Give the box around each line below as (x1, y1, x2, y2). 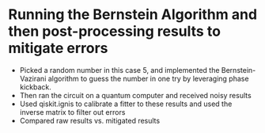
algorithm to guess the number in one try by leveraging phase (47, 74, 249, 83)
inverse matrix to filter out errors (19, 107, 126, 116)
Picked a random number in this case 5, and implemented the (19, 65, 220, 74)
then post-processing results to (8, 22, 221, 40)
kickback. (19, 82, 51, 92)
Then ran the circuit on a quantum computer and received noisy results (19, 90, 252, 100)
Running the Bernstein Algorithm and (8, 6, 258, 24)
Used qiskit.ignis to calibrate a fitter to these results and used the (19, 99, 233, 108)
